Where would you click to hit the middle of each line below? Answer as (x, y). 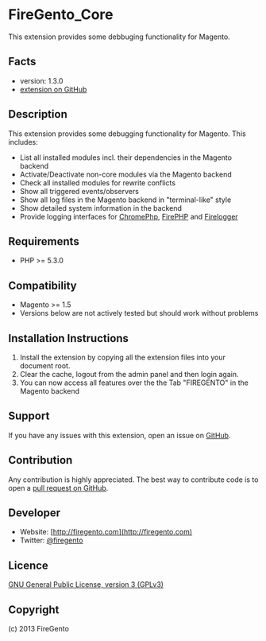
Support (29, 416)
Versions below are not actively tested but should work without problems (139, 313)
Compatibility (42, 285)
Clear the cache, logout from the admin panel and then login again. (129, 374)
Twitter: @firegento (51, 540)
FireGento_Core (61, 15)
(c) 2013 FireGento (39, 629)
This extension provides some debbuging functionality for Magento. (119, 37)
